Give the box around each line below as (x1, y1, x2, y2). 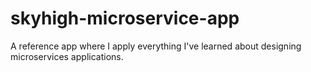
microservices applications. (10, 50, 124, 62)
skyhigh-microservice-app (10, 7, 240, 30)
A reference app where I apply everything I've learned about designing (10, 40, 302, 52)
